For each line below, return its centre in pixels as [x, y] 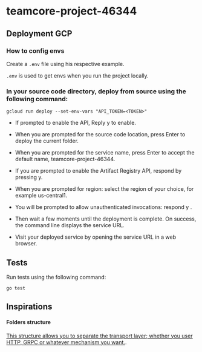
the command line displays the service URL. [70, 225]
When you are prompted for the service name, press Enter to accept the [105, 153]
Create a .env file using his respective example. [66, 64]
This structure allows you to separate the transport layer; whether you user [99, 336]
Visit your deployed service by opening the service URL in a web [96, 237]
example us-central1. [41, 196]
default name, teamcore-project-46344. [65, 159]
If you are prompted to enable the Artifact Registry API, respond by [98, 171]
